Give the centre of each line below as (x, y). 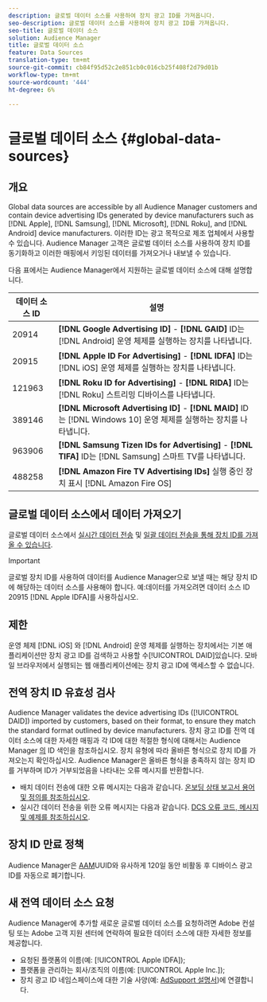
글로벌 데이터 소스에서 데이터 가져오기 (95, 514)
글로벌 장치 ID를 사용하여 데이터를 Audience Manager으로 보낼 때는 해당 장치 (128, 577)
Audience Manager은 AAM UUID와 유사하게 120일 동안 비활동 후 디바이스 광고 (130, 865)
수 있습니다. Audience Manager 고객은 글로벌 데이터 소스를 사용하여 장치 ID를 (130, 243)
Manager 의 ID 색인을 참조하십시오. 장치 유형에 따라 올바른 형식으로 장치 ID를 (128, 750)
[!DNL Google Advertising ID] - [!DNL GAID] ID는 (151, 329)
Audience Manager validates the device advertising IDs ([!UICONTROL (124, 712)
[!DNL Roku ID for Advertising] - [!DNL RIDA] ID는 (154, 383)
